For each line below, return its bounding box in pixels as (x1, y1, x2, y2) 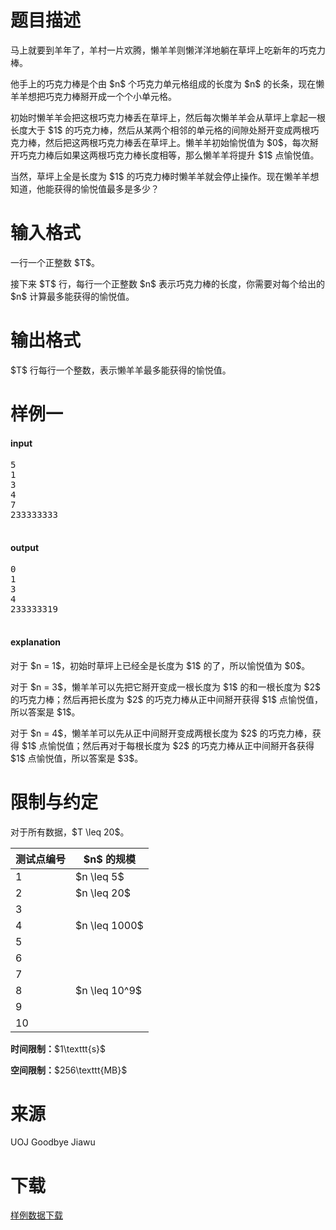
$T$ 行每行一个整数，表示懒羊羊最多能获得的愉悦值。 (10, 364, 232, 376)
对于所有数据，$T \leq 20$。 (10, 826, 130, 838)
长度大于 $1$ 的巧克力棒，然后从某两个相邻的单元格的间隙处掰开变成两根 (10, 124, 311, 136)
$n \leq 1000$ (75, 918, 144, 932)
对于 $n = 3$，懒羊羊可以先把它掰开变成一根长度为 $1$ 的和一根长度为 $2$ (10, 681, 321, 693)
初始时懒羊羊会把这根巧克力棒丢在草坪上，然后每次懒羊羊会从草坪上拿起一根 (10, 111, 326, 123)
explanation (10, 636, 61, 648)
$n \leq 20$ (75, 886, 132, 900)
